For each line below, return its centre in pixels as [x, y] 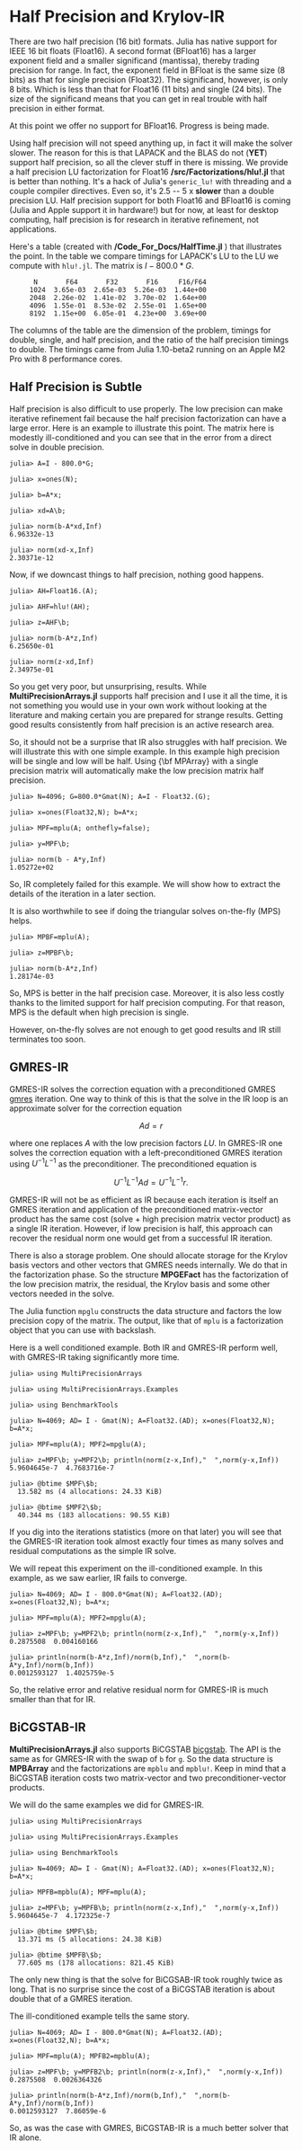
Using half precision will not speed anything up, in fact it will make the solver [151, 143]
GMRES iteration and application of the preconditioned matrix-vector [136, 1209]
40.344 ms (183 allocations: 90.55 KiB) [94, 1515]
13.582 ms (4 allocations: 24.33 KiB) [90, 1491]
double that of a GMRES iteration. [71, 1998]
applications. [33, 229]
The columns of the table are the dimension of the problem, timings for [140, 330]
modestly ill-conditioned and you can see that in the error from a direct [141, 437]
